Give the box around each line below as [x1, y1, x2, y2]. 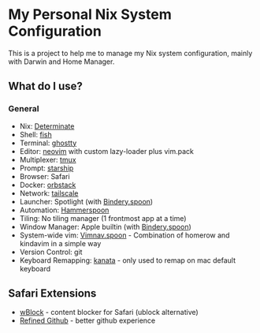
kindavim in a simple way [19, 238, 102, 248]
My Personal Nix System [8, 6, 172, 24]
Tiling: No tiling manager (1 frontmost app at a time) [19, 213, 187, 223]
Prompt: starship [19, 163, 74, 173]
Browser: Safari [19, 171, 70, 181]
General [8, 103, 39, 114]
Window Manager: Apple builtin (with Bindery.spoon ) [19, 222, 191, 231]
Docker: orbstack [19, 180, 76, 189]
